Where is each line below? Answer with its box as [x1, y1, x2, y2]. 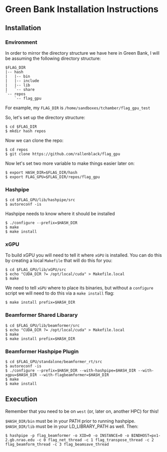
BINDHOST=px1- [131, 433, 161, 438]
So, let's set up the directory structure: [5, 114, 86, 120]
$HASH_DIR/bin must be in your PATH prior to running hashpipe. [5, 418, 136, 424]
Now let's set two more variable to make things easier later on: [5, 160, 135, 166]
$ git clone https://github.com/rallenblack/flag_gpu [5, 151, 121, 156]
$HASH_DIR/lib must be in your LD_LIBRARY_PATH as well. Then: [5, 423, 138, 429]
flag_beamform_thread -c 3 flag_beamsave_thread [5, 441, 109, 447]
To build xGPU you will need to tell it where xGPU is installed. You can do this [5, 252, 162, 258]
